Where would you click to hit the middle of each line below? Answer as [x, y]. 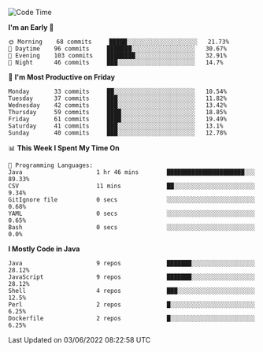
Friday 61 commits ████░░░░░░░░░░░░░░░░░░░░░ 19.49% [117, 119]
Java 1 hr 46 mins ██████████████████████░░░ [132, 172]
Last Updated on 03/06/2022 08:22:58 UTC [80, 340]
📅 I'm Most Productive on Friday [62, 77]
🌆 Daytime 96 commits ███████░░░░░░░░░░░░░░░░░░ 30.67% [117, 49]
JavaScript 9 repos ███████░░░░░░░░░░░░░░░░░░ [132, 277]
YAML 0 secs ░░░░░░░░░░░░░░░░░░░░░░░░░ [132, 213]
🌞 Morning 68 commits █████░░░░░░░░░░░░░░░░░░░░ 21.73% [119, 42]
